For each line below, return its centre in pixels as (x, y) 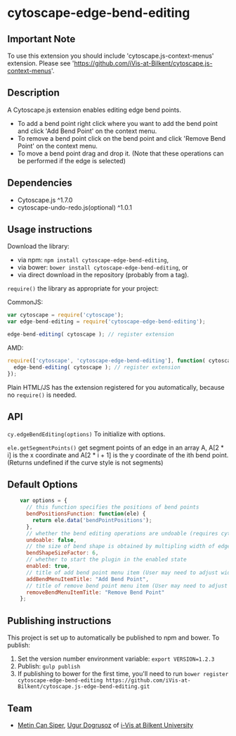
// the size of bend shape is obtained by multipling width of (120, 547)
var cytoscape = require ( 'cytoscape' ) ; (66, 315)
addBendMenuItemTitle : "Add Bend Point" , (87, 579)
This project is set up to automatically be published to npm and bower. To (113, 637)
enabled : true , (48, 566)
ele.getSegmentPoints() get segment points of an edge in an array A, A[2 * (116, 448)
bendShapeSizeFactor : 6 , (62, 553)
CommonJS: (25, 302)
